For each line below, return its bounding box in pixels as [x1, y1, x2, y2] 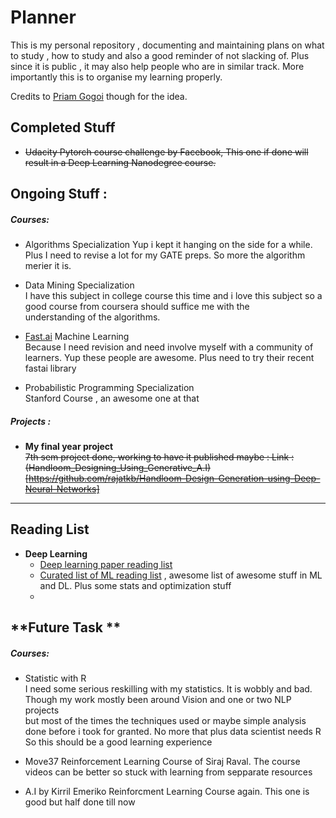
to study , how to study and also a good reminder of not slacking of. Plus [10, 49, 310, 61]
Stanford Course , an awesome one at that [24, 392, 200, 405]
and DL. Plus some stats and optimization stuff [39, 579, 232, 591]
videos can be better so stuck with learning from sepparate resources [24, 766, 313, 778]
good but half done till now [24, 796, 136, 808]
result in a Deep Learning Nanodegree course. [24, 156, 217, 168]
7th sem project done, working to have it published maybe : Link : [24, 451, 295, 463]
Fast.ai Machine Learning [24, 331, 130, 343]
